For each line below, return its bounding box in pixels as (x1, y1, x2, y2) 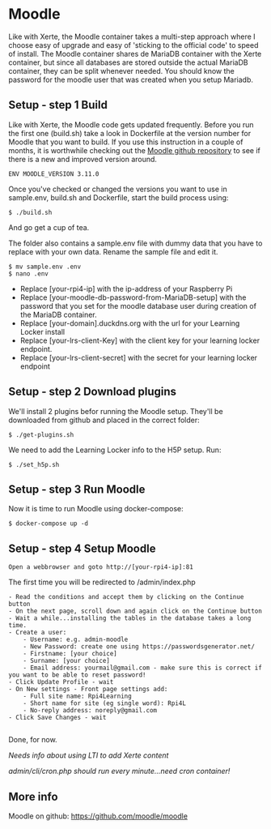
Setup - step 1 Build (8, 98, 108, 112)
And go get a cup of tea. (8, 222, 90, 232)
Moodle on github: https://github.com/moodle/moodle (8, 811, 188, 821)
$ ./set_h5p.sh (8, 460, 60, 468)
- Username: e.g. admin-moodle (23, 635, 129, 644)
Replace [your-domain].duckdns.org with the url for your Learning (19, 318, 240, 328)
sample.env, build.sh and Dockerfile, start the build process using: (8, 192, 229, 203)
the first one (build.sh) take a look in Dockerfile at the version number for (8, 128, 252, 138)
